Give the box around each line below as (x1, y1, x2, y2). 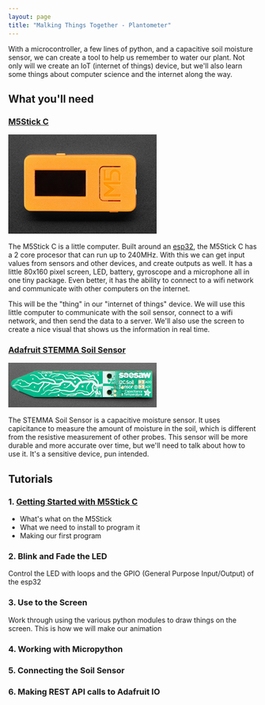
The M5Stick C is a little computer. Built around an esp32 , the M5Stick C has (8, 242, 257, 252)
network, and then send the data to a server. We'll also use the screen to (8, 316, 245, 326)
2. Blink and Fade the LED (8, 551, 108, 562)
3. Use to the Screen (8, 597, 88, 608)
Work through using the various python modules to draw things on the (8, 615, 237, 625)
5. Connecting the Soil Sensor (8, 665, 125, 676)
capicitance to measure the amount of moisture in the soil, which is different (8, 424, 256, 433)
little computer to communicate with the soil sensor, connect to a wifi (8, 308, 233, 318)
